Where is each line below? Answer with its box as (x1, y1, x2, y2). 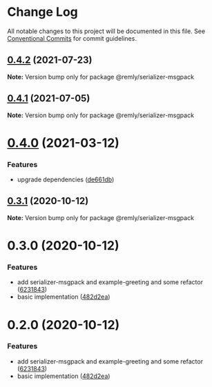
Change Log (7, 4, 78, 20)
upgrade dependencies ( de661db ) (17, 175, 115, 183)
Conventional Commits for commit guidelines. (7, 34, 137, 42)
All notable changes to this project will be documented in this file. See (7, 27, 206, 35)
